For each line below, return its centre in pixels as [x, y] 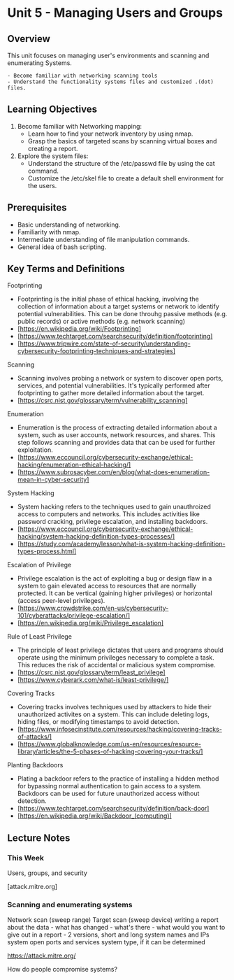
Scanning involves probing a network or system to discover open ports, [120, 378]
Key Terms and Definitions [66, 269]
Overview [29, 39]
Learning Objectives [52, 109]
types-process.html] [47, 551]
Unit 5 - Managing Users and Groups [115, 13]
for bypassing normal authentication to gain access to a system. [110, 786]
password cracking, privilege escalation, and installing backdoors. [112, 522]
